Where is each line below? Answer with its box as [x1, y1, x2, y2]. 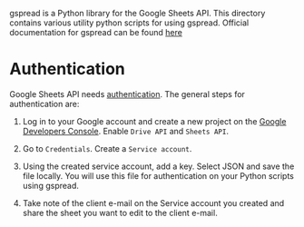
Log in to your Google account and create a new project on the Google [22, 115, 287, 126]
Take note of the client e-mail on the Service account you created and [22, 197, 285, 208]
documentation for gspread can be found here [9, 27, 183, 37]
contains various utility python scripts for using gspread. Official [9, 17, 250, 28]
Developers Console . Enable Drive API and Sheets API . [22, 125, 230, 136]
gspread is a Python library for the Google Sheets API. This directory [9, 8, 266, 18]
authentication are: [9, 98, 80, 109]
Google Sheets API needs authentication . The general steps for [9, 88, 245, 99]
